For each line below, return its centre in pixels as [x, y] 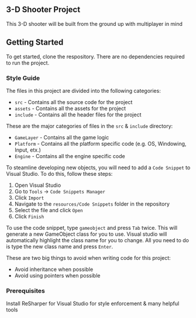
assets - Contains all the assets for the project [70, 108]
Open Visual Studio [38, 185]
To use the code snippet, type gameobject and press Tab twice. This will [92, 227]
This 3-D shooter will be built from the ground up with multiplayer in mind [94, 24]
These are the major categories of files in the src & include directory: [90, 126]
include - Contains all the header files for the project [78, 115]
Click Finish [29, 216]
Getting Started [35, 43]
